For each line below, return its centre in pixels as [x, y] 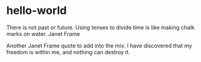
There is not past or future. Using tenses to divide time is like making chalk [100, 27]
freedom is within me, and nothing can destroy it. [68, 52]
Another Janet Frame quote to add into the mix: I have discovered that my [99, 46]
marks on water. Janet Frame [43, 33]
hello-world [37, 11]
